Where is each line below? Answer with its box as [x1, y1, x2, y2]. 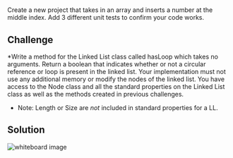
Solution [7, 124, 45, 136]
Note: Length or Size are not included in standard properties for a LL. [17, 104, 218, 111]
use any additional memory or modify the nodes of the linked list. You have [7, 75, 225, 83]
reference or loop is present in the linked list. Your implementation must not [7, 68, 226, 75]
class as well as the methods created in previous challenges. [7, 90, 184, 98]
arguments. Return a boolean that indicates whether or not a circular [7, 60, 206, 68]
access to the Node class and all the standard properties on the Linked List [7, 83, 225, 90]
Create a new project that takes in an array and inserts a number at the [7, 6, 213, 14]
